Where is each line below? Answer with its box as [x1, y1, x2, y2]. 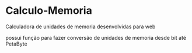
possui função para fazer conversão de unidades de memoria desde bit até [5, 34, 187, 41]
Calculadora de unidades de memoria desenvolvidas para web [5, 23, 156, 30]
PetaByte [5, 40, 27, 47]
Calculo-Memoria [5, 4, 93, 17]
